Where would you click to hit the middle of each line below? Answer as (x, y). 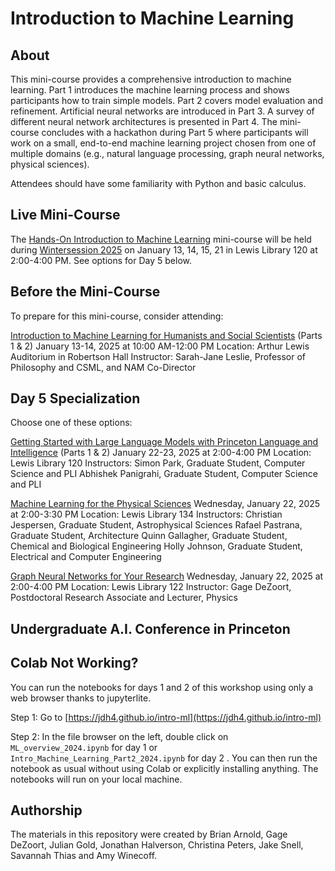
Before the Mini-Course (85, 292)
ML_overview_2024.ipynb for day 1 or (84, 747)
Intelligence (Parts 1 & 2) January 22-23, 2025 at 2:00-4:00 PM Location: (161, 453)
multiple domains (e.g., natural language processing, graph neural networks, (167, 153)
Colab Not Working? (74, 663)
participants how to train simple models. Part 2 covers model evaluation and (167, 100)
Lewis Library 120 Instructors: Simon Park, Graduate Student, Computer (158, 463)
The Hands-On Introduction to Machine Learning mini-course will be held (161, 239)
